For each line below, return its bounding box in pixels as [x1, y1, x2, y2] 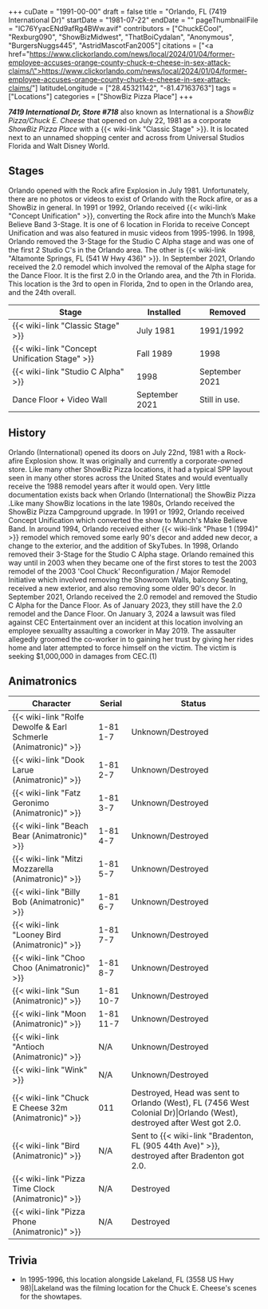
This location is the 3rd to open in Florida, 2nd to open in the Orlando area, [8, 279, 254, 289]
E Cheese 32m [12, 1103, 68, 1114]
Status [180, 698, 207, 709]
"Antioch [12, 1041, 45, 1052]
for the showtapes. [19, 1291, 82, 1302]
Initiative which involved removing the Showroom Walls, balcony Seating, [8, 575, 249, 585]
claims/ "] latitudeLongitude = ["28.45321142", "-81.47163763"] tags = [8, 83, 238, 93]
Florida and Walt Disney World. [8, 142, 110, 150]
